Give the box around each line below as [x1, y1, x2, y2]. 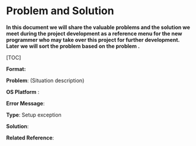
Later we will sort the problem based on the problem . [6, 43, 140, 50]
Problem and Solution [6, 4, 114, 18]
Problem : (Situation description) [6, 77, 85, 84]
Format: [6, 65, 26, 72]
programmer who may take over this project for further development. [6, 36, 180, 43]
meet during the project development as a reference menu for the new [6, 30, 182, 37]
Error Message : [6, 99, 45, 107]
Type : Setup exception [6, 111, 62, 118]
